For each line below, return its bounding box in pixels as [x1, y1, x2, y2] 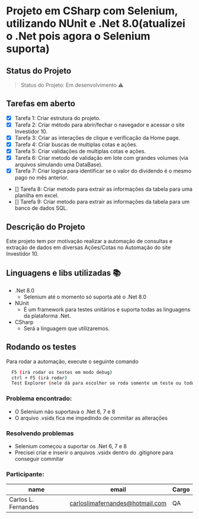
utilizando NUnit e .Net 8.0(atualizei [6, 17, 185, 30]
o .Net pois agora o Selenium [6, 30, 150, 43]
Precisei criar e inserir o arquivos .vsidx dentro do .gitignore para [14, 449, 174, 456]
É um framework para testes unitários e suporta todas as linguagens [23, 306, 191, 313]
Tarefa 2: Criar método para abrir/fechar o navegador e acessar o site [14, 121, 185, 128]
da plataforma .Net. [23, 312, 71, 319]
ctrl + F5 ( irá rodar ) [11, 375, 68, 381]
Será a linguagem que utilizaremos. [23, 325, 110, 332]
